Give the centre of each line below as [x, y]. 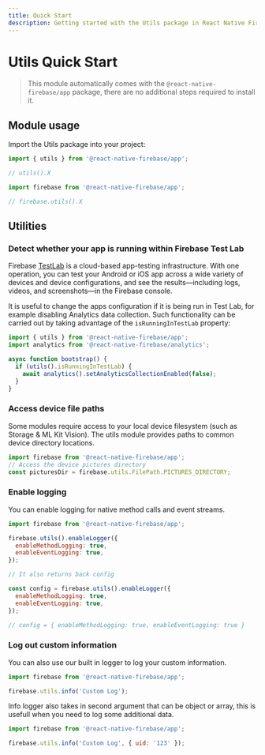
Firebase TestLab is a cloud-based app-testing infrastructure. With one [124, 266]
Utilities [28, 226]
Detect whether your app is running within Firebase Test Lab [126, 249]
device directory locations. [51, 442]
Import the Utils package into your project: [77, 145]
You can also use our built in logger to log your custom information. [118, 662]
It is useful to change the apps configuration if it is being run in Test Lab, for [131, 306]
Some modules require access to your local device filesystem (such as [123, 426]
